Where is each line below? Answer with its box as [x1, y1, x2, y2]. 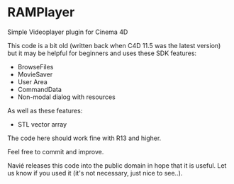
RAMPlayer [7, 4, 75, 21]
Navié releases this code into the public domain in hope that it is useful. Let [7, 161, 227, 170]
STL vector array [17, 120, 67, 128]
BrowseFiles [17, 62, 54, 71]
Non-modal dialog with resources [17, 93, 116, 101]
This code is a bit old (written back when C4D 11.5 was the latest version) [7, 41, 221, 50]
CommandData [17, 85, 62, 93]
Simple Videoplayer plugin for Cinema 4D [7, 28, 128, 36]
